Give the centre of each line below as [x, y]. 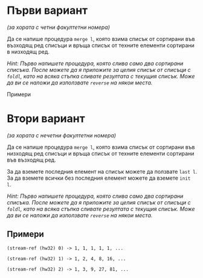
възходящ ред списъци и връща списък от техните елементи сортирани [101, 45]
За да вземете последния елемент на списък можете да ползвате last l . [102, 171]
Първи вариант [47, 11]
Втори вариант [46, 119]
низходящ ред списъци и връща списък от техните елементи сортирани [101, 153]
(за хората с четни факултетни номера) [59, 27]
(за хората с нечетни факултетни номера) [62, 135]
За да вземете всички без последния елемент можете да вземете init [99, 178]
